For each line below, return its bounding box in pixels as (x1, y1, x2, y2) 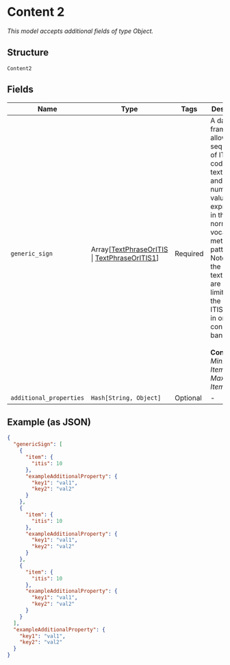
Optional (174, 393, 202, 403)
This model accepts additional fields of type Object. (7, 27, 154, 35)
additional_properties (10, 394, 84, 402)
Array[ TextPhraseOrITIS (90, 245, 168, 254)
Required (174, 249, 204, 258)
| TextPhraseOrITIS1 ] (90, 253, 159, 262)
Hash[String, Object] (90, 394, 162, 402)
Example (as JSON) (7, 416, 91, 428)
